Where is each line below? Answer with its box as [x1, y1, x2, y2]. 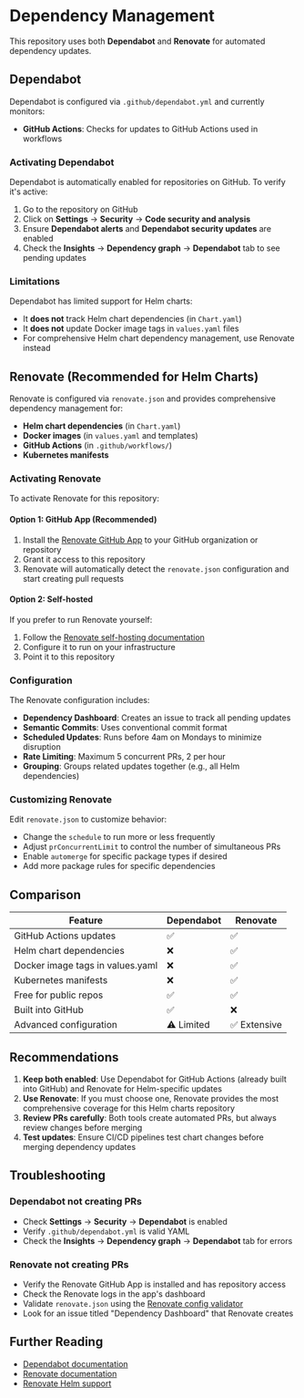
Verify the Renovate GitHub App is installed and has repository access [22, 1279, 287, 1290]
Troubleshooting [9, 1168, 106, 1184]
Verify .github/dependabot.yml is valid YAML [22, 1226, 190, 1237]
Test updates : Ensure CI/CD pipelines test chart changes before [22, 1132, 264, 1143]
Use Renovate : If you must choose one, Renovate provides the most [22, 1093, 279, 1104]
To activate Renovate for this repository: [9, 493, 159, 504]
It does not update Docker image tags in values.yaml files [22, 323, 239, 334]
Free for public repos [14, 989, 104, 1001]
